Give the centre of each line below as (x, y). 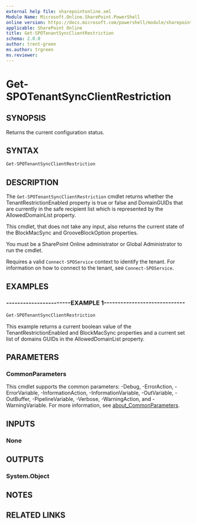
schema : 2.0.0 (23, 39)
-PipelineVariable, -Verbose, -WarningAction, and (91, 399)
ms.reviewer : (22, 55)
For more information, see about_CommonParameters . (114, 406)
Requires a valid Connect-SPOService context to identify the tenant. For (91, 262)
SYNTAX (23, 151)
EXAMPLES (27, 286)
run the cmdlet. (24, 250)
